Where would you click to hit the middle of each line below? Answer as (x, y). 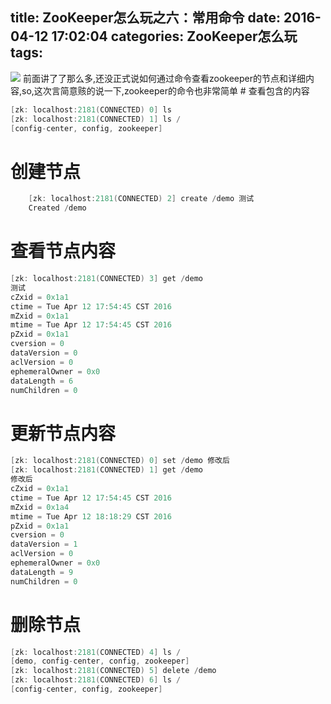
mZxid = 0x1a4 (40, 507)
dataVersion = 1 (44, 544)
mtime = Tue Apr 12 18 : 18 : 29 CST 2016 (91, 516)
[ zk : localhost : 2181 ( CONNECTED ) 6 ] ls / (96, 680)
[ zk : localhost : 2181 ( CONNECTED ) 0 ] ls (91, 109)
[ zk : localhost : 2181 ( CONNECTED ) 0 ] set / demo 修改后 (120, 461)
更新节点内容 (63, 433)
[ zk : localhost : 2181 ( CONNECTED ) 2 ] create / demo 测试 (141, 199)
